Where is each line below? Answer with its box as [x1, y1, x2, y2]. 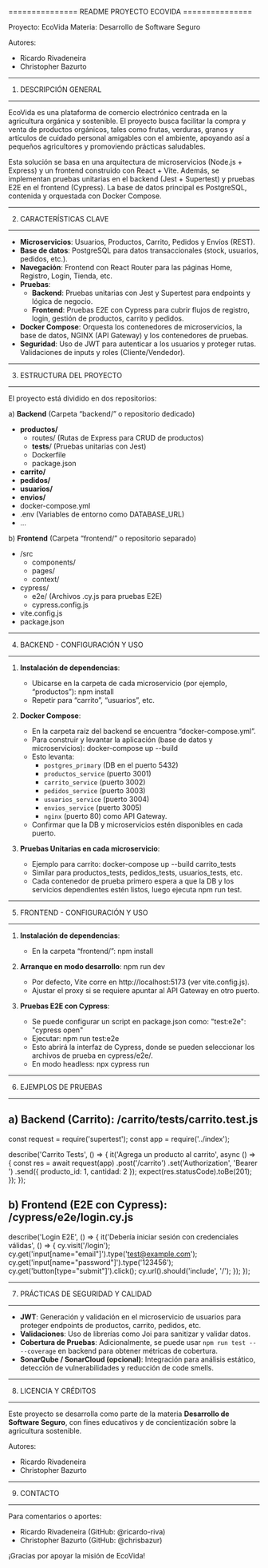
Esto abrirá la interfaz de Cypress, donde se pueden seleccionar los [31, 1043, 255, 1051]
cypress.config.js [31, 600, 89, 609]
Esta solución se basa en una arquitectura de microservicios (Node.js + [8, 158, 243, 166]
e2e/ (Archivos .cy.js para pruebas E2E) [31, 592, 163, 600]
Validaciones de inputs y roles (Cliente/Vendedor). [19, 348, 186, 357]
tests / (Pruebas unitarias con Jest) [31, 441, 147, 451]
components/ [31, 557, 76, 567]
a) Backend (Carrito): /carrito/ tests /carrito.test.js [8, 1113, 258, 1127]
